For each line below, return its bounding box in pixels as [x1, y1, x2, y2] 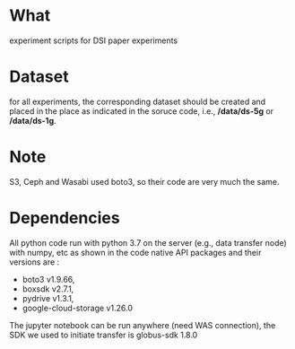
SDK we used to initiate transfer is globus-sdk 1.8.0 [9, 329, 198, 340]
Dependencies [9, 208, 120, 228]
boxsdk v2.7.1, [22, 284, 74, 294]
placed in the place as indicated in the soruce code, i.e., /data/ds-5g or [9, 105, 274, 117]
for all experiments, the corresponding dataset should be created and [9, 96, 266, 107]
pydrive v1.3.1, [22, 292, 74, 303]
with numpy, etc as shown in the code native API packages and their [9, 247, 262, 257]
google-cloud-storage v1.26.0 [22, 302, 133, 313]
